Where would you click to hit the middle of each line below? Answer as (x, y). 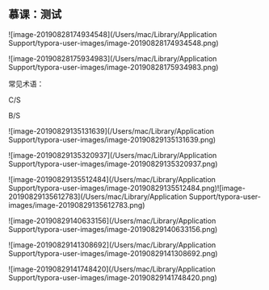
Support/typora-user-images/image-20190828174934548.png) (114, 43)
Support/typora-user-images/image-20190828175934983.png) (113, 67)
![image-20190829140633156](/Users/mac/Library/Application (112, 221)
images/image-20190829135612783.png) (77, 205)
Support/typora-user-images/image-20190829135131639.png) (112, 139)
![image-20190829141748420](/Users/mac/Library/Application (112, 269)
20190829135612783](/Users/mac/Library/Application (98, 197)
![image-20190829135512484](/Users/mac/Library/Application (112, 179)
